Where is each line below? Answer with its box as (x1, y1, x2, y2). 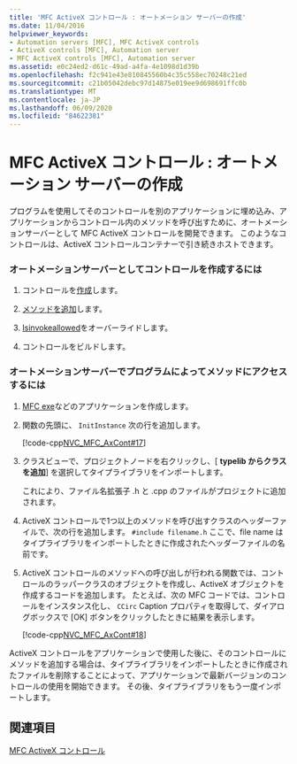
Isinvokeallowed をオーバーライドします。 (21, 322, 173, 333)
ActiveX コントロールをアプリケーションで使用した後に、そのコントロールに (9, 647, 287, 658)
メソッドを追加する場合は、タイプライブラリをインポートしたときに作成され (9, 659, 288, 669)
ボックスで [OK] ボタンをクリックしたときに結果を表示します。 (29, 612, 260, 622)
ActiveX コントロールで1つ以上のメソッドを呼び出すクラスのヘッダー (21, 515, 272, 526)
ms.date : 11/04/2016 (9, 21, 86, 30)
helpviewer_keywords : (9, 29, 89, 38)
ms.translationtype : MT (9, 87, 97, 96)
